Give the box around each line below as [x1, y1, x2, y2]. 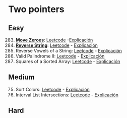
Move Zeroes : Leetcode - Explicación [15, 37, 93, 43]
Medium [8, 73, 35, 82]
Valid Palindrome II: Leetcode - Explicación [15, 53, 105, 59]
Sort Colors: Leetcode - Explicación [15, 86, 90, 92]
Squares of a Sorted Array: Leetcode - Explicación [15, 58, 120, 64]
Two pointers [8, 4, 65, 15]
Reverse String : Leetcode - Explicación [15, 42, 98, 48]
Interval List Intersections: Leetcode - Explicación [15, 92, 119, 98]
